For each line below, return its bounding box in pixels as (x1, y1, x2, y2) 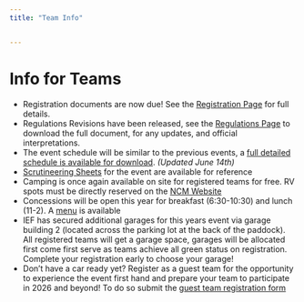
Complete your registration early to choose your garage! (22, 253, 234, 264)
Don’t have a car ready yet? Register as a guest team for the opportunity (22, 263, 294, 274)
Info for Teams (9, 68, 122, 89)
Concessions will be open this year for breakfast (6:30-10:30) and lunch (22, 195, 293, 206)
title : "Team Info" (9, 13, 84, 23)
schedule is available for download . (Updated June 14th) (22, 156, 235, 167)
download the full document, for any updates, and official (22, 127, 238, 138)
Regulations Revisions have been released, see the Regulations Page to (22, 117, 291, 128)
